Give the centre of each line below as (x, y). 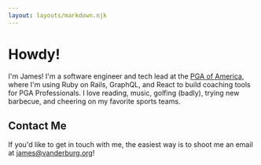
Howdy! (34, 54)
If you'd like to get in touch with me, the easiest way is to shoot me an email (130, 145)
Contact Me (37, 125)
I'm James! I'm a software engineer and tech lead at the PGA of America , (126, 76)
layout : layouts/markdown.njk (58, 15)
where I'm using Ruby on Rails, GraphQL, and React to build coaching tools (129, 84)
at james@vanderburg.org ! (51, 153)
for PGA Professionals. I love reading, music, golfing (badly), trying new (124, 93)
